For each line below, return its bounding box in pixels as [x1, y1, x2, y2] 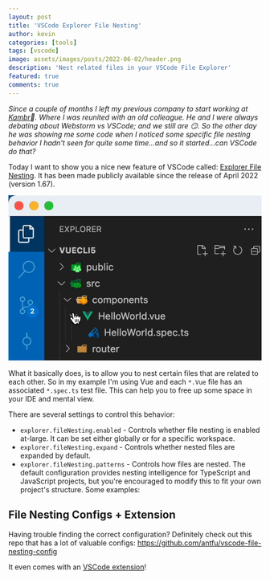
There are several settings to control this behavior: [8, 410, 175, 419]
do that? [8, 146, 36, 156]
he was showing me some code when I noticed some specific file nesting [8, 129, 251, 139]
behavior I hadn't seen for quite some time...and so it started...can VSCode [8, 137, 257, 148]
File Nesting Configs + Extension [8, 508, 176, 522]
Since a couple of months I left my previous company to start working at [8, 104, 248, 113]
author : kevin [8, 30, 56, 38]
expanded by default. [19, 451, 91, 460]
